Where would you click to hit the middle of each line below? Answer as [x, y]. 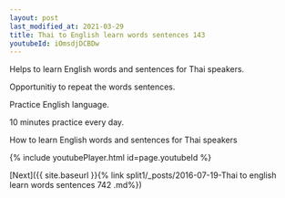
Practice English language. [59, 105]
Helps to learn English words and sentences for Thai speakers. [127, 69]
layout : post [34, 18]
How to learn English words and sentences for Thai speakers [124, 140]
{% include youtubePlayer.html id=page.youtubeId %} [111, 158]
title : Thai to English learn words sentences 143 [107, 35]
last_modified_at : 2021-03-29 [67, 26]
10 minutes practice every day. [67, 122]
